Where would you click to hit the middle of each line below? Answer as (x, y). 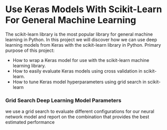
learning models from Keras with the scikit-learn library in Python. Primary (83, 45)
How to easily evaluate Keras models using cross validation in (78, 71)
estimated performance (30, 122)
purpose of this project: (30, 50)
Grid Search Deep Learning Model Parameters (63, 100)
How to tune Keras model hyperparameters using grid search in (79, 82)
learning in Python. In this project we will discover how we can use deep (81, 40)
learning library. (29, 66)
